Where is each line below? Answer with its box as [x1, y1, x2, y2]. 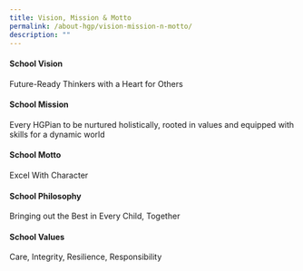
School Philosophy [9, 190, 82, 201]
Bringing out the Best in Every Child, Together [9, 210, 181, 222]
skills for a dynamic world [9, 129, 106, 140]
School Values [9, 231, 65, 242]
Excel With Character [9, 169, 89, 180]
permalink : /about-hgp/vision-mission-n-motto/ [9, 22, 193, 31]
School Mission [9, 99, 70, 110]
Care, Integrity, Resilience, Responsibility [9, 251, 162, 263]
